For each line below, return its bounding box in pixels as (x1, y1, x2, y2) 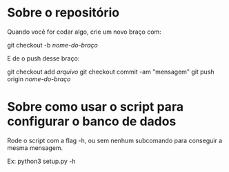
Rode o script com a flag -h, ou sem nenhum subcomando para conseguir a (7, 136, 223, 144)
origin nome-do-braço (7, 74, 71, 83)
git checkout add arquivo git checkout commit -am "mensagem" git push (7, 67, 215, 76)
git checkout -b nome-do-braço (7, 41, 98, 49)
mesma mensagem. (7, 143, 63, 152)
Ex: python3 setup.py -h (7, 157, 76, 165)
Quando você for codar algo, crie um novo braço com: (7, 28, 162, 36)
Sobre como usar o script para (7, 99, 184, 115)
